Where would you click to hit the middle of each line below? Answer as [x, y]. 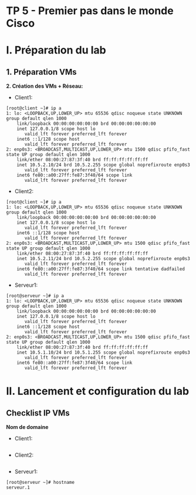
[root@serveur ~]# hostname [40, 483]
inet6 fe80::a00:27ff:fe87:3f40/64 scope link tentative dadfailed [101, 269]
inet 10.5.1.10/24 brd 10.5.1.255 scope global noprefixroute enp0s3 [104, 353]
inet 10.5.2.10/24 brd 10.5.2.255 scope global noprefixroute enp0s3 [104, 165]
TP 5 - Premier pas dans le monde [90, 11]
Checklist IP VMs [38, 413]
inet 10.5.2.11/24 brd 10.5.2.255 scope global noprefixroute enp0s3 [104, 259]
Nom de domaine [27, 427]
